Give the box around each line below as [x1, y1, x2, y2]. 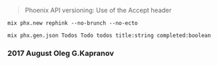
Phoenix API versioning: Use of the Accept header [24, 6, 172, 14]
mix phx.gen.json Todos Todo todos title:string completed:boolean [7, 32, 212, 39]
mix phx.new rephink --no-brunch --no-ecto [7, 20, 138, 27]
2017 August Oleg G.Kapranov [7, 48, 114, 58]
